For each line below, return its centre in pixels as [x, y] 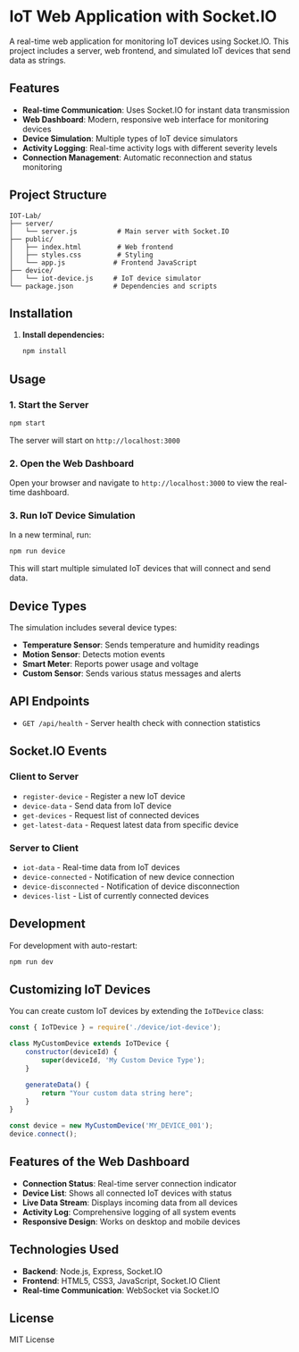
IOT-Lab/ [25, 215]
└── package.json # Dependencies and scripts [113, 286]
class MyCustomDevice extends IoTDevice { [89, 1044]
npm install [44, 351]
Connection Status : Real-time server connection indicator [129, 1183]
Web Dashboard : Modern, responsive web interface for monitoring [145, 119]
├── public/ [31, 239]
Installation [41, 313]
